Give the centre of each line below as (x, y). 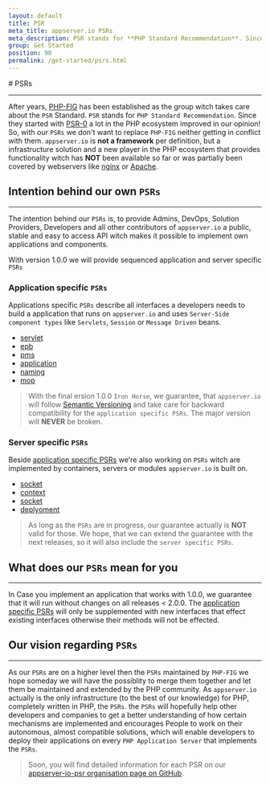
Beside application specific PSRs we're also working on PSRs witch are (125, 460)
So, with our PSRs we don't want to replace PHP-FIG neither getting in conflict (135, 132)
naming (33, 371)
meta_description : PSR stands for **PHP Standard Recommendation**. (125, 38)
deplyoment (40, 510)
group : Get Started (41, 46)
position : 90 (30, 53)
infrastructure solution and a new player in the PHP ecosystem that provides (135, 149)
